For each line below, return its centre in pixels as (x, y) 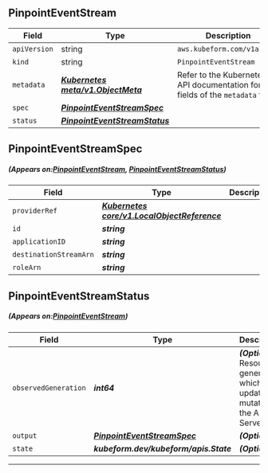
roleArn (27, 268)
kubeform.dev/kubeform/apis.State (163, 448)
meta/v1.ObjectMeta (101, 89)
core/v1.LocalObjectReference (162, 216)
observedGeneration (49, 388)
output (25, 436)
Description (228, 35)
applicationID (39, 242)
